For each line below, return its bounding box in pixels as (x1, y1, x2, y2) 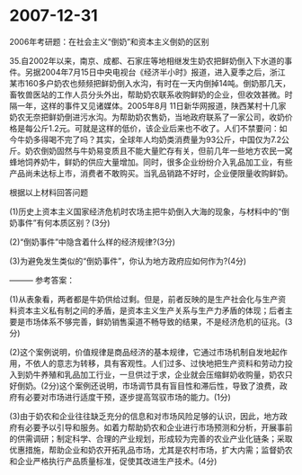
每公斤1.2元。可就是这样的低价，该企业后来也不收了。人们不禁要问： (24, 122, 280, 133)
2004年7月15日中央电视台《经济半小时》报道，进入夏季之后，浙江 (40, 67, 286, 77)
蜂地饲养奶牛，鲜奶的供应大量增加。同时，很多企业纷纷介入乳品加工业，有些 (9, 157, 293, 167)
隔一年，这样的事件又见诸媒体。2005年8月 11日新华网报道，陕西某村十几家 (9, 100, 287, 111)
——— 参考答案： (9, 274, 75, 285)
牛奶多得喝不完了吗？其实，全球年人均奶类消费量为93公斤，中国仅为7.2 (16, 134, 282, 145)
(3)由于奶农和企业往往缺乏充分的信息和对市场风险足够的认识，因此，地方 (9, 410, 280, 421)
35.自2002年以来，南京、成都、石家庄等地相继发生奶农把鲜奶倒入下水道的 (9, 55, 285, 66)
